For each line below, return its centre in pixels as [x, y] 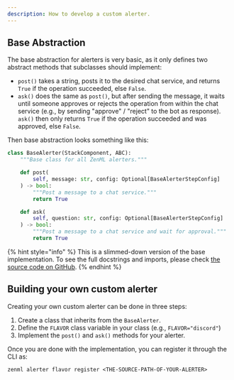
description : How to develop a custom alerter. [79, 14]
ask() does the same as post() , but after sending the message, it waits [121, 96]
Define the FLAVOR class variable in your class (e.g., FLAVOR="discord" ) [119, 327]
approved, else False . [49, 126]
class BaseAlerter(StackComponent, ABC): [69, 153]
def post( [35, 173]
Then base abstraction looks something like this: [78, 140]
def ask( [33, 212]
